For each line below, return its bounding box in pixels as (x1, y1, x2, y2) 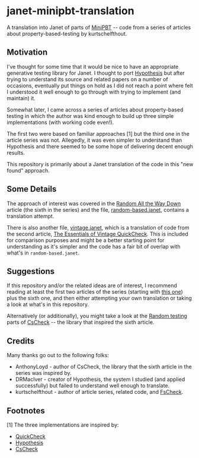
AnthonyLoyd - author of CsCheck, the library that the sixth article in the (15, 363, 192, 370)
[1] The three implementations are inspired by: (7, 421, 119, 428)
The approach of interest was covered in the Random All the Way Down (7, 200, 181, 207)
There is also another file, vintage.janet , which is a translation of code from (7, 224, 190, 231)
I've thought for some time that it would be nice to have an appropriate (7, 63, 179, 70)
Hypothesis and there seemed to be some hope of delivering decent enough (7, 142, 193, 150)
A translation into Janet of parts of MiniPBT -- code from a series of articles (7, 24, 191, 31)
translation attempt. (7, 212, 54, 220)
